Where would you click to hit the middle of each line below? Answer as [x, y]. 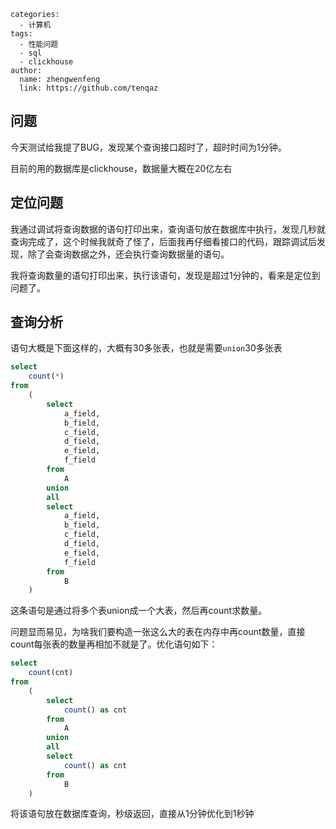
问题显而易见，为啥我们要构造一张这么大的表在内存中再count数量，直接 [158, 632]
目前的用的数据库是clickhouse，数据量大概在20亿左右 [121, 168]
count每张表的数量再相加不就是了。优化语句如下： [114, 644]
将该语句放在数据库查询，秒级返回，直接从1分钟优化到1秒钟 [132, 814]
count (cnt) [51, 673]
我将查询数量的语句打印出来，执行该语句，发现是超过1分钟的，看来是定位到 [165, 275]
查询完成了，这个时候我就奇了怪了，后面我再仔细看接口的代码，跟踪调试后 [163, 241]
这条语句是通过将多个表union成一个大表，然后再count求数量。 [139, 611]
